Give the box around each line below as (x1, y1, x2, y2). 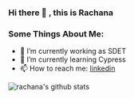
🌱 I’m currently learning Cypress (19, 55, 126, 64)
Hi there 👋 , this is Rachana (8, 7, 114, 18)
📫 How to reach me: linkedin (19, 63, 116, 74)
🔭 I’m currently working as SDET (19, 47, 127, 56)
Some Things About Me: (8, 28, 104, 39)
